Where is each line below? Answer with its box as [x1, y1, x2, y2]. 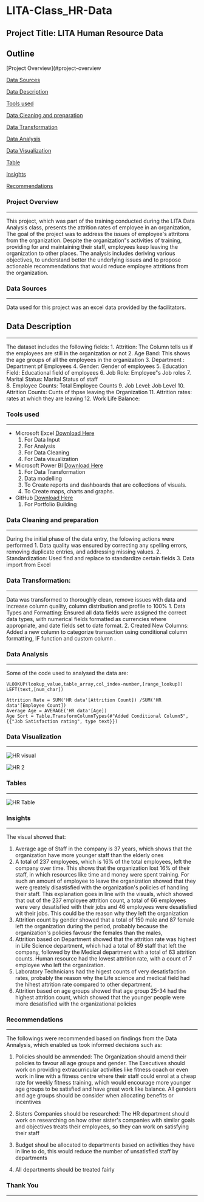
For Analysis [24, 442, 56, 450]
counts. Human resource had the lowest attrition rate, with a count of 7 [15, 954, 192, 962]
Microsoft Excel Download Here [15, 429, 95, 437]
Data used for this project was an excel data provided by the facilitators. [6, 304, 186, 311]
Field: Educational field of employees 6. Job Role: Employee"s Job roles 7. [6, 369, 191, 376]
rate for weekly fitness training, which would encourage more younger [15, 1079, 191, 1086]
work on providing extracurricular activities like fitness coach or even [15, 1066, 188, 1074]
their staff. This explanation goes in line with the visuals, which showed [15, 890, 193, 897]
